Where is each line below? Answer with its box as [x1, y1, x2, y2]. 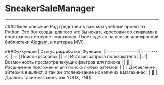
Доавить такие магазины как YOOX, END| [5, 74, 92, 80]
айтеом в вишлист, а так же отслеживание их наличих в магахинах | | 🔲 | [5, 69, 157, 75]
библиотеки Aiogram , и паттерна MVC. [5, 39, 85, 45]
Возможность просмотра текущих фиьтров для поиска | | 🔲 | [5, 59, 132, 65]
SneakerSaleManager [5, 3, 95, 14]
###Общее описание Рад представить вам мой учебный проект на [5, 23, 145, 29]
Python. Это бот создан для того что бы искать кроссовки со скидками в [5, 29, 158, 34]
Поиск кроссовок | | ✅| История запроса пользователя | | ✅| [21, 53, 148, 59]
